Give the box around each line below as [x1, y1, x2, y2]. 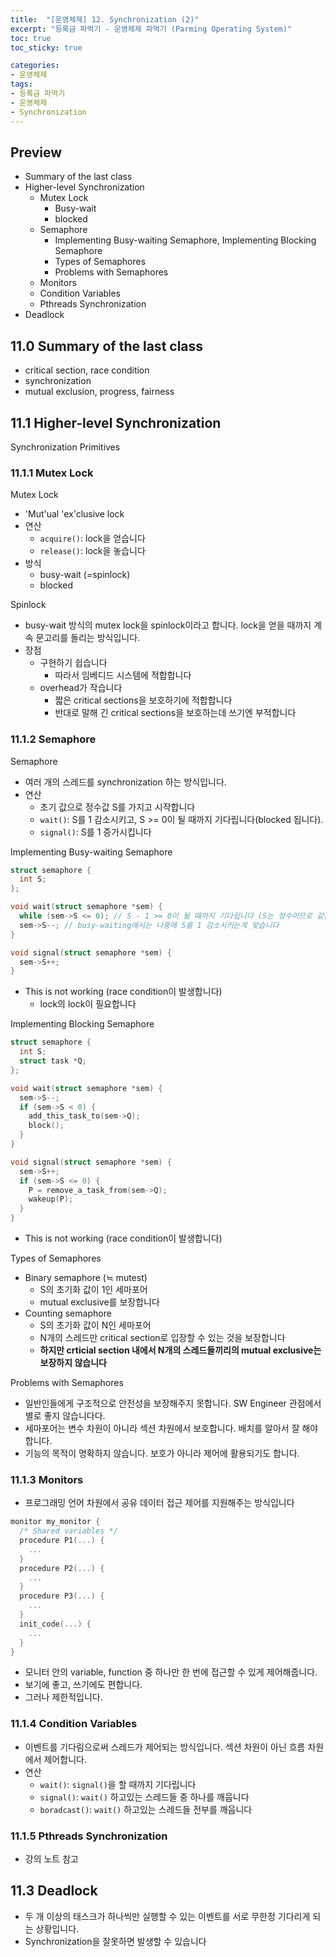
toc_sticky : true [10, 42, 83, 53]
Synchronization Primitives [10, 441, 121, 453]
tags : [10, 79, 33, 90]
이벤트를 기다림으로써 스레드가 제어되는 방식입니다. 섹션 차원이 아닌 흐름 [24, 1741, 306, 1753]
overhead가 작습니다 [39, 682, 123, 694]
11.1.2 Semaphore [10, 732, 97, 746]
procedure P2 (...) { [19, 1563, 105, 1573]
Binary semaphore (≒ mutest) [24, 1272, 148, 1284]
